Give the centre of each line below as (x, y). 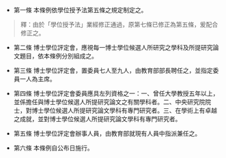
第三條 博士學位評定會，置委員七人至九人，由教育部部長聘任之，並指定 (113, 70)
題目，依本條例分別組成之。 (58, 56)
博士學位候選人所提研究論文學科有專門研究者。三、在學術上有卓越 (124, 110)
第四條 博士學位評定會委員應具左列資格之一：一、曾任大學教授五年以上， (116, 93)
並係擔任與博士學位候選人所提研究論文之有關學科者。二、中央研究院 (109, 102)
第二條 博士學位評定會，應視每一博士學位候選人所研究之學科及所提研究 (113, 47)
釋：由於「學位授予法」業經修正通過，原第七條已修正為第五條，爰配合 (119, 25)
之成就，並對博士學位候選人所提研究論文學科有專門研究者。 (97, 119)
